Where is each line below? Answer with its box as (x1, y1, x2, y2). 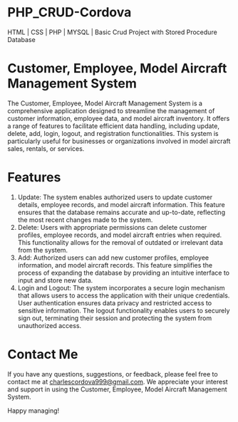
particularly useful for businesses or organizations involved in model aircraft (7, 137, 231, 145)
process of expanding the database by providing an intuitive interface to (17, 268, 230, 277)
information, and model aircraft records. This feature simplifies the (17, 260, 212, 269)
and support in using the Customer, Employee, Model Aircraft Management (7, 385, 227, 394)
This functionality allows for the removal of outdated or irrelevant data (17, 238, 223, 246)
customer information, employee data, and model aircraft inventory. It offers (7, 114, 230, 122)
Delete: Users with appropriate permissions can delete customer (17, 223, 207, 231)
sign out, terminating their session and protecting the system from (17, 314, 212, 322)
